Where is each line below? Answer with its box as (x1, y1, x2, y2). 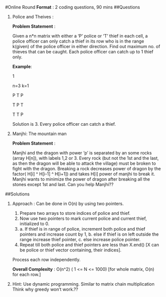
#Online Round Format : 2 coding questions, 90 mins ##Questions (5, 4, 140, 10)
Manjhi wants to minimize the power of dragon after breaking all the (12, 176, 150, 182)
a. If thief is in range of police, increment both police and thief (19, 226, 146, 232)
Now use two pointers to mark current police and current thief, (19, 215, 147, 221)
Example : (12, 64, 32, 69)
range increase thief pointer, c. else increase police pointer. (19, 237, 141, 242)
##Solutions (5, 191, 30, 197)
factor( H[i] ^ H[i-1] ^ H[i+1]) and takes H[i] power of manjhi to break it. (12, 171, 156, 177)
